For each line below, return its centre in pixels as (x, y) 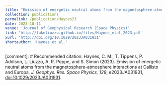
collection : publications (32, 14)
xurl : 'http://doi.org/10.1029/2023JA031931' (53, 38)
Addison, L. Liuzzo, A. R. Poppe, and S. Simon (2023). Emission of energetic (83, 61)
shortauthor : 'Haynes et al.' (37, 42)
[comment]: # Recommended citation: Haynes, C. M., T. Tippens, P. (74, 56)
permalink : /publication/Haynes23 (41, 19)
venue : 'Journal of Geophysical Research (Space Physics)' (68, 28)
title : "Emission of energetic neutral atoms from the (63, 10)
